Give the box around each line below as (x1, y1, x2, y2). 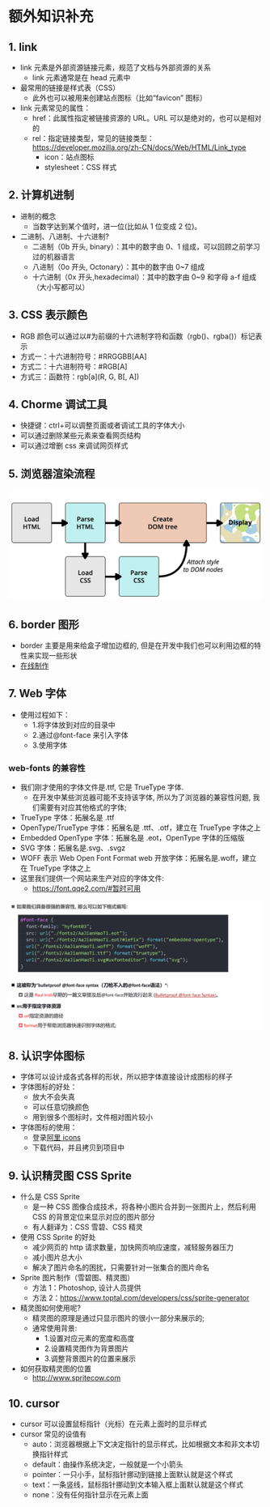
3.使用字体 (32, 740, 67, 750)
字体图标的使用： (19, 1122, 78, 1132)
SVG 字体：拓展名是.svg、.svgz (19, 843, 126, 853)
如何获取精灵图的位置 (19, 1364, 91, 1373)
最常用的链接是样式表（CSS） (19, 83, 120, 92)
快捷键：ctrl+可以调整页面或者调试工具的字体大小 (19, 420, 185, 430)
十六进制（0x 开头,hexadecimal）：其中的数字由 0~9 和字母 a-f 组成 (32, 272, 257, 282)
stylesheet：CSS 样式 (44, 163, 117, 172)
